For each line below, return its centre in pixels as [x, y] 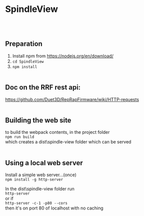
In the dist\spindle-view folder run [40, 189]
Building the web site [38, 120]
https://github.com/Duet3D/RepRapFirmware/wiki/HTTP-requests [72, 99]
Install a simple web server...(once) [41, 175]
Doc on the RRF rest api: [43, 87]
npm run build [20, 137]
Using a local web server [44, 163]
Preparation [24, 44]
